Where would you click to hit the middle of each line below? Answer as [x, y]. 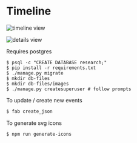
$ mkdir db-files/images [38, 84]
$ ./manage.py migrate [35, 73]
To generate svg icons [34, 123]
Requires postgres [29, 51]
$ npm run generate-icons [39, 134]
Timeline [29, 11]
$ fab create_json [29, 111]
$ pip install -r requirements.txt [51, 68]
